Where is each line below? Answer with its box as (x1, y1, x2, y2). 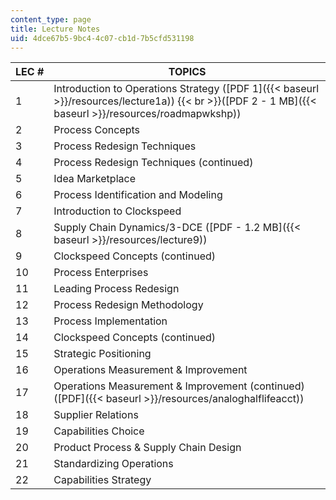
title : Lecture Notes (10, 24, 101, 34)
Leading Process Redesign (53, 282, 180, 296)
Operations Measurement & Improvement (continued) (53, 379, 305, 393)
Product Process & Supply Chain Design (53, 441, 242, 455)
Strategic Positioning (53, 347, 152, 361)
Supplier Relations (53, 408, 139, 422)
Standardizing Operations (53, 457, 174, 471)
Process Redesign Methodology (53, 298, 204, 312)
